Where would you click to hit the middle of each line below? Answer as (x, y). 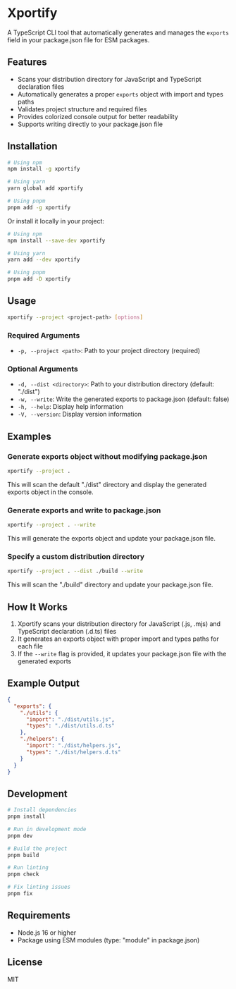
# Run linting (28, 868)
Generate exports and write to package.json (84, 510)
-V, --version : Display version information (80, 414)
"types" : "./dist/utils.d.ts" (70, 726)
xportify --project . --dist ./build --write (75, 571)
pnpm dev (20, 836)
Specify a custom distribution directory (76, 557)
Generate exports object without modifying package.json (107, 456)
